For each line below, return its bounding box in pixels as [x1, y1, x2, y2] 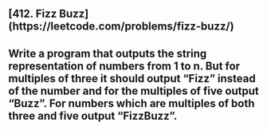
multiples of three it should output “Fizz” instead [8, 72, 257, 85]
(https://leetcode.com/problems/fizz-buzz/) [8, 20, 234, 33]
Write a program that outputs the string [8, 46, 207, 60]
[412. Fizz [8, 7, 57, 21]
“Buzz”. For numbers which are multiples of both [8, 97, 255, 110]
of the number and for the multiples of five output [8, 84, 259, 97]
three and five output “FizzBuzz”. [8, 108, 178, 123]
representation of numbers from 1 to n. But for [8, 59, 241, 73]
